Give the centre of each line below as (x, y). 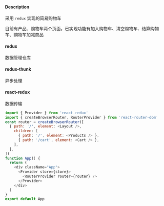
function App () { (23, 158)
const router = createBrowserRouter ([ (44, 122)
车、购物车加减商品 (24, 35)
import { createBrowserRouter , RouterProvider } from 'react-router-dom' (82, 117)
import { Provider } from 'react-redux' (47, 113)
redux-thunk (18, 69)
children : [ (26, 131)
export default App (25, 199)
